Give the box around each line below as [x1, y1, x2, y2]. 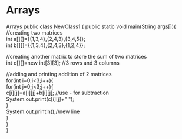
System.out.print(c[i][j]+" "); [6, 95, 75, 103]
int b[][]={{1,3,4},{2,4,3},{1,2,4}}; [6, 42, 85, 49]
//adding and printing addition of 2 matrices [6, 70, 112, 77]
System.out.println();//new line [6, 108, 80, 115]
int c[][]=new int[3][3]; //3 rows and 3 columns [6, 59, 120, 66]
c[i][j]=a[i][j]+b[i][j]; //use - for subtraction [6, 89, 110, 96]
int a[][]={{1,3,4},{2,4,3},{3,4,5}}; [6, 35, 86, 42]
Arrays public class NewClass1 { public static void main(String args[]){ [6, 23, 177, 30]
